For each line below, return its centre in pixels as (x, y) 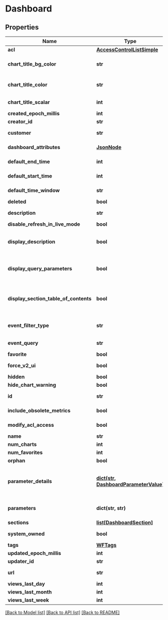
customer (19, 133)
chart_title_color (27, 85)
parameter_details (30, 481)
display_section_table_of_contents (49, 298)
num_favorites (25, 452)
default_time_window (34, 190)
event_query (23, 343)
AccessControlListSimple (127, 50)
